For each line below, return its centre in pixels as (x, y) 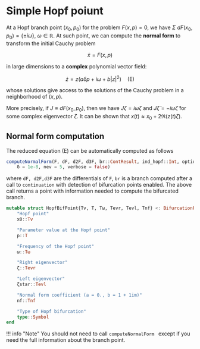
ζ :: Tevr (26, 268)
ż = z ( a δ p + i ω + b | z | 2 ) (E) (100, 78)
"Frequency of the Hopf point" (56, 246)
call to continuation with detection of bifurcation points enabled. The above (99, 185)
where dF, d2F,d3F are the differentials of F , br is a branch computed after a (99, 178)
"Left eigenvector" (41, 279)
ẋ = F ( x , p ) (100, 55)
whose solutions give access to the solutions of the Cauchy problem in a (95, 90)
